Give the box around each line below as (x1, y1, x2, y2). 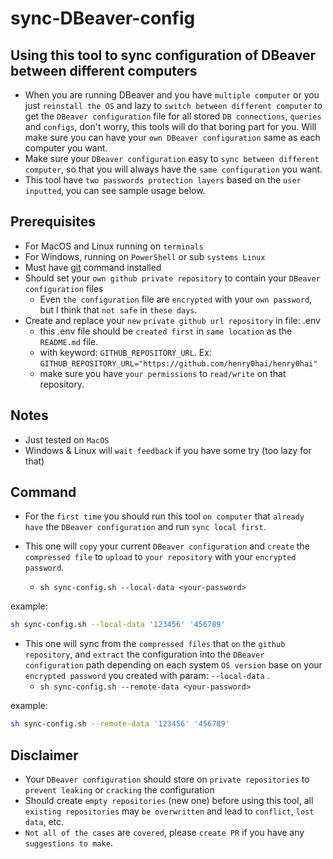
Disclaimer (10, 747, 79, 764)
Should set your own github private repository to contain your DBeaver (24, 272, 321, 284)
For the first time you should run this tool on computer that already (24, 510, 305, 522)
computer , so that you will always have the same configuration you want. (24, 163, 323, 175)
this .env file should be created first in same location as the (39, 325, 293, 337)
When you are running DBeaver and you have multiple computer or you (24, 89, 320, 101)
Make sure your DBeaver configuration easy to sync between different (24, 153, 320, 164)
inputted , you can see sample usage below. (24, 185, 206, 196)
